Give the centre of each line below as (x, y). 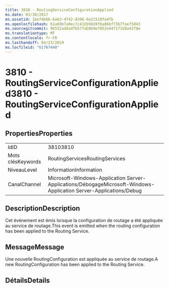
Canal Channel (24, 184)
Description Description (43, 209)
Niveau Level (22, 170)
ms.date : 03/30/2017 (27, 15)
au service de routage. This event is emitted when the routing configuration (82, 226)
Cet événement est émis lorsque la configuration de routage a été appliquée (84, 221)
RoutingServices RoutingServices (87, 158)
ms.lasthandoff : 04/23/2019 (35, 43)
